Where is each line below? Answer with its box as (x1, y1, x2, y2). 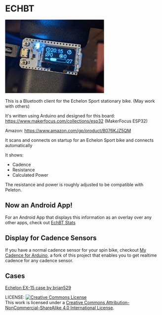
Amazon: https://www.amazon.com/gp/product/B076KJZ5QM (5, 127, 131, 133)
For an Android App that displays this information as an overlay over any (5, 214, 152, 220)
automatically (5, 142, 33, 148)
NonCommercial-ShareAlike (5, 305, 62, 311)
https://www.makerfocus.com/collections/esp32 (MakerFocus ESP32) (5, 118, 148, 124)
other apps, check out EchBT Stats (5, 219, 76, 225)
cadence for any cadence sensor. (5, 257, 74, 263)
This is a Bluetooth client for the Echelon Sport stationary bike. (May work (5, 98, 155, 104)
